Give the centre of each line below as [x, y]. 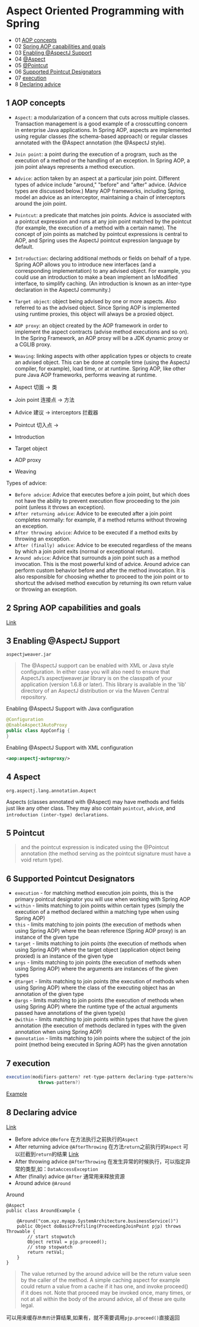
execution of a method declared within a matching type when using [97, 912]
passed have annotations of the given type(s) [70, 1013]
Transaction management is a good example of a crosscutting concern [101, 124]
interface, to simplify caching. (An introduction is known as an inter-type [103, 283]
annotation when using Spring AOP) [58, 1032]
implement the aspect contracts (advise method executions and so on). [102, 332]
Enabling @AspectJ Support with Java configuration [70, 709]
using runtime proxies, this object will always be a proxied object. [94, 314]
